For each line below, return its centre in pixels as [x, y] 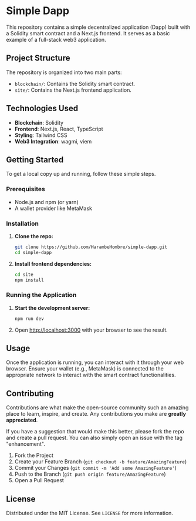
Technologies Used [42, 108]
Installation [23, 223]
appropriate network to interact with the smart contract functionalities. [91, 375]
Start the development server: [52, 308]
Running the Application [41, 295]
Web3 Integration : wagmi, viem [53, 141]
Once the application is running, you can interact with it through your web [95, 362]
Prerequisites [26, 189]
